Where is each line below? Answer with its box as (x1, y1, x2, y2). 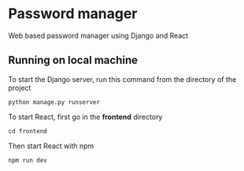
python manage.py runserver (8, 98, 101, 106)
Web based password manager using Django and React (8, 31, 189, 40)
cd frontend (8, 127, 47, 135)
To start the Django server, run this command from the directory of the (8, 74, 237, 84)
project (8, 83, 31, 92)
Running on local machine (8, 54, 138, 67)
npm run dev (8, 156, 47, 164)
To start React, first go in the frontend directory (8, 112, 163, 121)
